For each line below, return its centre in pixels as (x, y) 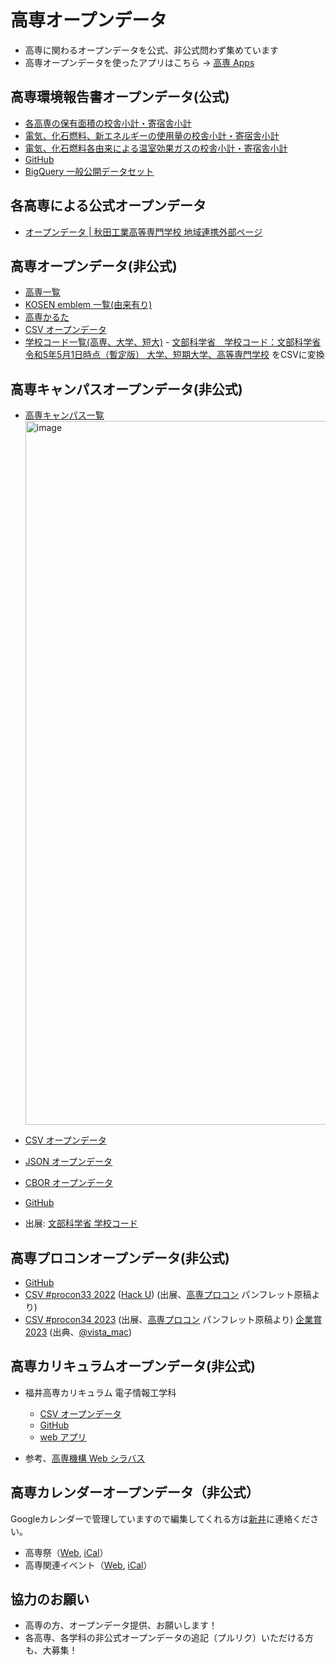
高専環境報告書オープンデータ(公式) (120, 97)
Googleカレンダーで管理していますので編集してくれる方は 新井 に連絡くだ (160, 1518)
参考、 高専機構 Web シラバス (85, 1458)
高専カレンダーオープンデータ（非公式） (135, 1492)
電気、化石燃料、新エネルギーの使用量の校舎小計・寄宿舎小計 (152, 135)
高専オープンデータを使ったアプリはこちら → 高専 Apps (139, 62)
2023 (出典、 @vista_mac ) (78, 1332)
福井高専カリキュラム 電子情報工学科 (100, 1392)
